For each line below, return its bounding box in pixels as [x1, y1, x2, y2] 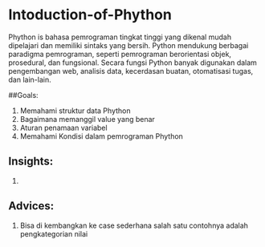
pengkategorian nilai [19, 229, 88, 238]
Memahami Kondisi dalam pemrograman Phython [19, 131, 183, 141]
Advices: [8, 199, 55, 213]
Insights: [8, 155, 54, 168]
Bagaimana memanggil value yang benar [19, 114, 155, 123]
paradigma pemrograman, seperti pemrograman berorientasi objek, [8, 49, 231, 59]
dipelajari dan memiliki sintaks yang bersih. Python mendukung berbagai [8, 40, 249, 50]
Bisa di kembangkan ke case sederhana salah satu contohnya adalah [19, 221, 249, 230]
